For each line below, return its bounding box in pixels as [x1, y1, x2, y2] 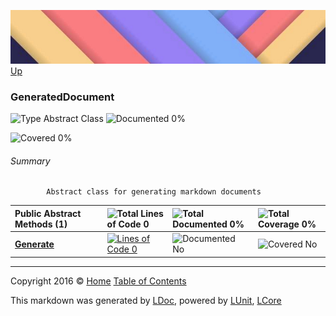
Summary [10, 155, 51, 167]
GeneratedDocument [10, 90, 115, 104]
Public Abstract [14, 207, 82, 219]
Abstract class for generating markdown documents [46, 187, 262, 197]
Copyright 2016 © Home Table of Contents [10, 275, 187, 287]
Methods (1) [14, 218, 68, 230]
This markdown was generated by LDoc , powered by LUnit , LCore [10, 294, 282, 306]
